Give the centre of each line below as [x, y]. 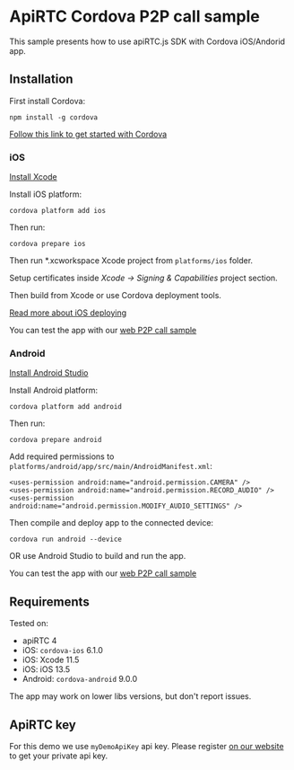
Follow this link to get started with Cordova [88, 134]
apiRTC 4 [39, 641]
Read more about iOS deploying [68, 313]
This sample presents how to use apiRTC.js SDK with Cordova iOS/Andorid [147, 41]
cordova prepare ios [48, 244]
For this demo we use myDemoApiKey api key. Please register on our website [147, 746]
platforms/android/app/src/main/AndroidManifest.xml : [111, 466]
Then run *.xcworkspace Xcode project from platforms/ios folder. [131, 261]
